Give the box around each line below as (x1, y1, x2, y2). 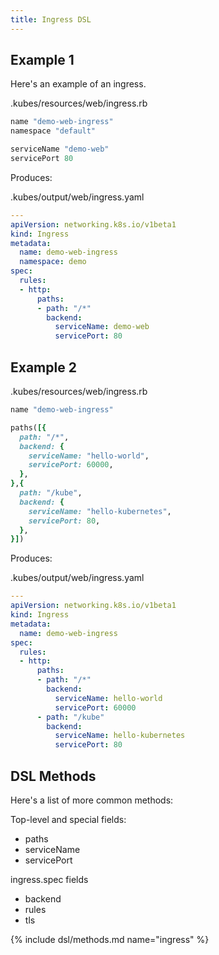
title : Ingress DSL (10, 14, 92, 25)
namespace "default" (10, 126, 97, 136)
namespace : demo (19, 257, 87, 267)
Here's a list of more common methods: (10, 794, 174, 806)
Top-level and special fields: (10, 813, 127, 825)
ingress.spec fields (10, 873, 89, 885)
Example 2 (10, 359, 77, 376)
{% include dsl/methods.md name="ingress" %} (10, 933, 210, 945)
